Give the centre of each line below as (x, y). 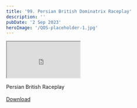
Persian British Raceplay (35, 87)
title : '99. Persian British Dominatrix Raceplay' (69, 11)
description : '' (26, 17)
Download (18, 99)
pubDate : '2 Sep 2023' (34, 22)
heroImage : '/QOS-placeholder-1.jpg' (52, 28)
